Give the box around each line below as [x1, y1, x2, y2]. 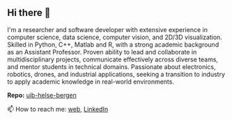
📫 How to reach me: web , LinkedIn [7, 105, 109, 113]
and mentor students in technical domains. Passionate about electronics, [7, 62, 216, 70]
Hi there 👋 [7, 7, 51, 19]
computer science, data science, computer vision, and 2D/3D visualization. [7, 33, 223, 41]
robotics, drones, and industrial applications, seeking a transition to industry [7, 70, 225, 78]
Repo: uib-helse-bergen [7, 91, 77, 99]
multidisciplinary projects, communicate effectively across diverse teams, [7, 55, 218, 63]
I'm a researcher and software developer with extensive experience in [7, 25, 208, 33]
